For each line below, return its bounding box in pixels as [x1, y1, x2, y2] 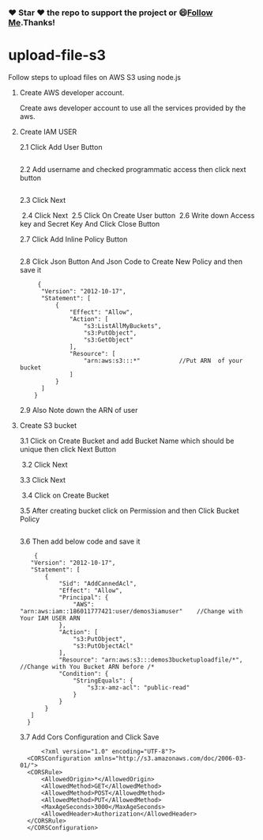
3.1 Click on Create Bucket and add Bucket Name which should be [19, 436, 235, 445]
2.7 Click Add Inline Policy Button [19, 234, 128, 244]
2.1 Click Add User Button [19, 142, 103, 151]
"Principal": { [58, 594, 109, 601]
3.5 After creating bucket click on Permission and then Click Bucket [19, 506, 239, 515]
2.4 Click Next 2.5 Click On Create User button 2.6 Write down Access [21, 210, 255, 220]
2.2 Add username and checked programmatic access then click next [19, 164, 246, 174]
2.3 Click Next [19, 195, 66, 204]
